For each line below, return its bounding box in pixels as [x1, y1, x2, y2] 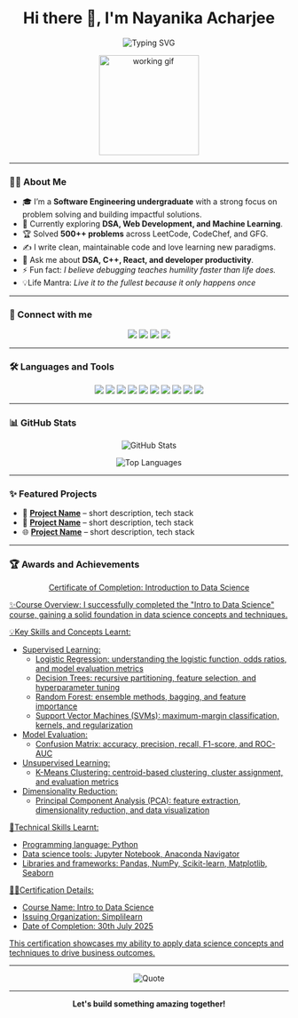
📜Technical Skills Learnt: [9, 822, 99, 832]
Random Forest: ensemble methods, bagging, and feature [35, 691, 247, 702]
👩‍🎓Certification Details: [9, 884, 95, 895]
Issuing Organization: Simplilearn [21, 911, 144, 922]
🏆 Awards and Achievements [9, 559, 140, 571]
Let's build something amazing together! [72, 998, 226, 1009]
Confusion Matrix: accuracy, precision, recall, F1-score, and [35, 738, 254, 749]
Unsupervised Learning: [21, 757, 111, 767]
